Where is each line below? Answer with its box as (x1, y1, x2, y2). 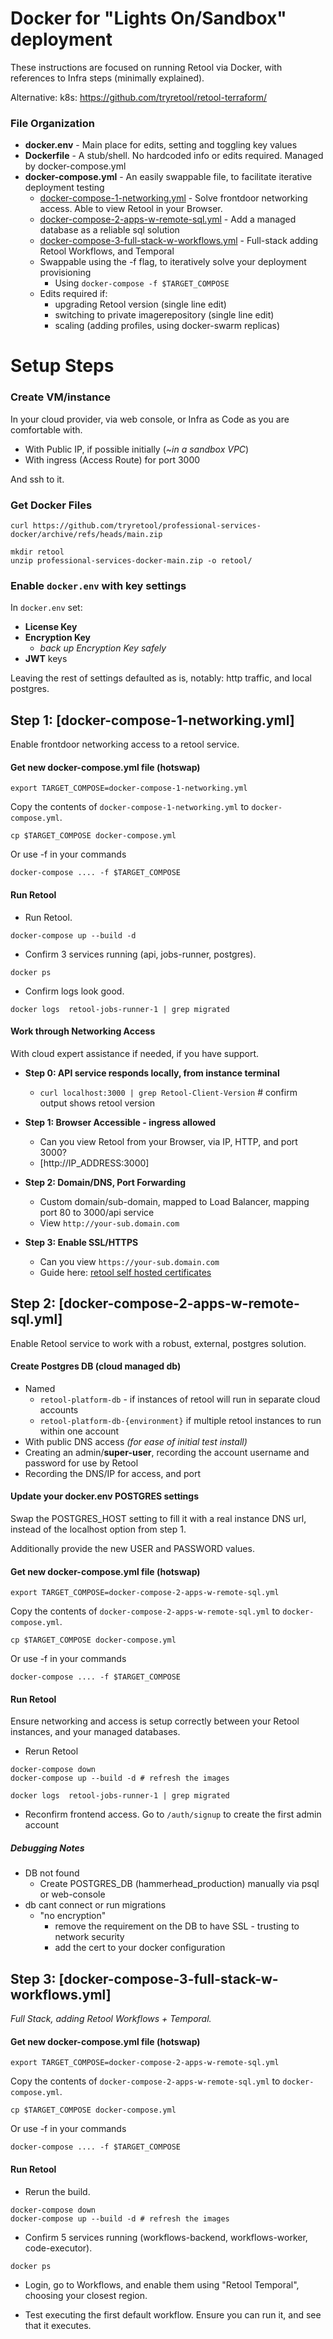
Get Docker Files (10, 498, 93, 512)
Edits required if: (39, 288, 108, 300)
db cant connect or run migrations (24, 1899, 167, 1911)
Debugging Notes (10, 1842, 85, 1854)
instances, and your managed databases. (10, 1726, 181, 1738)
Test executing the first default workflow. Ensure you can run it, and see (24, 2308, 322, 2321)
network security (54, 1931, 125, 1943)
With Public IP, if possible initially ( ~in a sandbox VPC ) (24, 443, 250, 455)
